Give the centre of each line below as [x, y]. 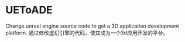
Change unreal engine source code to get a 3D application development [92, 26]
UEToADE [29, 10]
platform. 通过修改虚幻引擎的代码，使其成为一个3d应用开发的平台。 [87, 33]
